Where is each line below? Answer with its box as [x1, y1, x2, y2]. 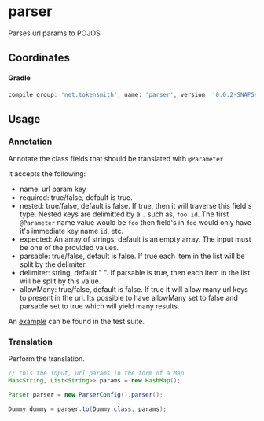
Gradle [8, 73, 31, 83]
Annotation [8, 136, 53, 147]
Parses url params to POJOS [8, 28, 101, 38]
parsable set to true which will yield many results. [19, 301, 180, 311]
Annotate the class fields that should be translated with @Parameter [8, 154, 224, 164]
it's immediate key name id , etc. [19, 227, 124, 236]
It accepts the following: [8, 169, 86, 179]
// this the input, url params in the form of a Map [8, 369, 185, 378]
